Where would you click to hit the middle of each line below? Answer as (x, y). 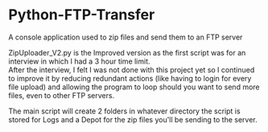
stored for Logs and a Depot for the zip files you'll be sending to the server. (133, 119)
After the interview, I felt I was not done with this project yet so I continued (132, 69)
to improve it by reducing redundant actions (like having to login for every (130, 78)
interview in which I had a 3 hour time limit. (79, 61)
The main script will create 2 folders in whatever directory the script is (124, 111)
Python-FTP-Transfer (82, 15)
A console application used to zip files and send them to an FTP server (126, 37)
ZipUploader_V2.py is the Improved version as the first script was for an (127, 52)
